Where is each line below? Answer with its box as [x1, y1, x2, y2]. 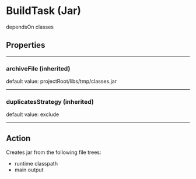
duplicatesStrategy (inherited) [6, 97, 94, 106]
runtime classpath [14, 160, 58, 167]
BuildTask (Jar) [6, 4, 82, 17]
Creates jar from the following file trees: [6, 149, 101, 156]
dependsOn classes [6, 23, 54, 30]
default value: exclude [6, 111, 60, 118]
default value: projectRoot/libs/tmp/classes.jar [6, 78, 117, 85]
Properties [6, 40, 45, 50]
